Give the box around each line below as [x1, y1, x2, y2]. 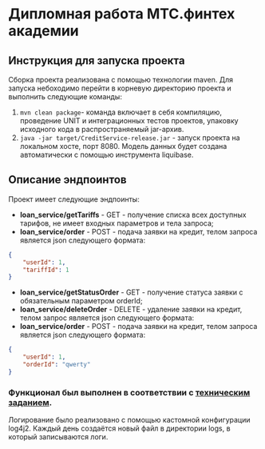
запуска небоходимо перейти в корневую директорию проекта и [8, 83, 231, 93]
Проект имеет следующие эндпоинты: [8, 194, 140, 204]
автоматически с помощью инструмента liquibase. [19, 150, 194, 159]
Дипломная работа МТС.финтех [8, 5, 235, 23]
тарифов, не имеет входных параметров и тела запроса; [19, 218, 214, 228]
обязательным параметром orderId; [19, 296, 143, 306]
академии [8, 22, 80, 40]
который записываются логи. [8, 432, 109, 442]
